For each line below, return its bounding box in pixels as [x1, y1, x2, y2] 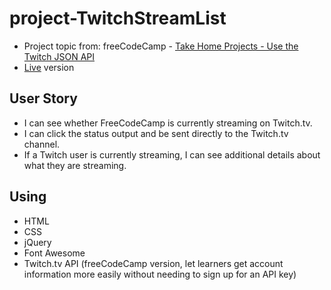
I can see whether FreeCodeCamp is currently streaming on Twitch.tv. [23, 117, 313, 129]
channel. [23, 138, 61, 150]
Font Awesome [23, 247, 86, 259]
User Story [9, 90, 78, 107]
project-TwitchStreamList [9, 7, 227, 30]
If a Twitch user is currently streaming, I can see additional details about [23, 148, 321, 161]
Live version [23, 61, 75, 73]
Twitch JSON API [23, 50, 95, 62]
